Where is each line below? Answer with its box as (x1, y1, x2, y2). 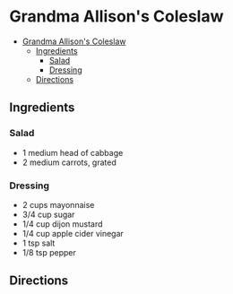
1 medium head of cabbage (22, 147, 124, 158)
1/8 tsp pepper (22, 246, 76, 257)
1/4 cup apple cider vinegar (22, 228, 124, 238)
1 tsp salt (22, 238, 56, 248)
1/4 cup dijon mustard (22, 218, 103, 229)
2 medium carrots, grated (22, 157, 116, 168)
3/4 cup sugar (22, 209, 75, 220)
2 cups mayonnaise (22, 199, 95, 210)
